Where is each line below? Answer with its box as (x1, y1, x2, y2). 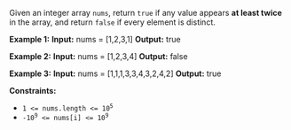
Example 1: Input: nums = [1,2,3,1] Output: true (9, 34, 181, 44)
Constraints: (9, 86, 57, 96)
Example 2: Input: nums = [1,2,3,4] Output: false (9, 51, 188, 61)
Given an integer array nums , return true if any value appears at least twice (9, 8, 282, 18)
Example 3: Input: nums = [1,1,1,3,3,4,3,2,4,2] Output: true (9, 68, 222, 79)
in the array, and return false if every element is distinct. (9, 17, 216, 27)
